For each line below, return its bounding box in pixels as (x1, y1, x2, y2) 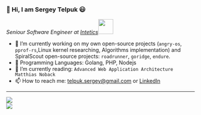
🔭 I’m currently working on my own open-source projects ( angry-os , (14, 40, 182, 47)
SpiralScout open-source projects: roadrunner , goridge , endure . (14, 53, 170, 60)
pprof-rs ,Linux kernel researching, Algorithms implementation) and (14, 46, 181, 54)
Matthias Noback (14, 72, 56, 78)
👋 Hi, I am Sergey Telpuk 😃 (6, 5, 86, 14)
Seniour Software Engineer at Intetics (6, 29, 99, 36)
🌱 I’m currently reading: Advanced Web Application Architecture (14, 66, 173, 73)
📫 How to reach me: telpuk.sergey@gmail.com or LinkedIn (14, 77, 160, 85)
